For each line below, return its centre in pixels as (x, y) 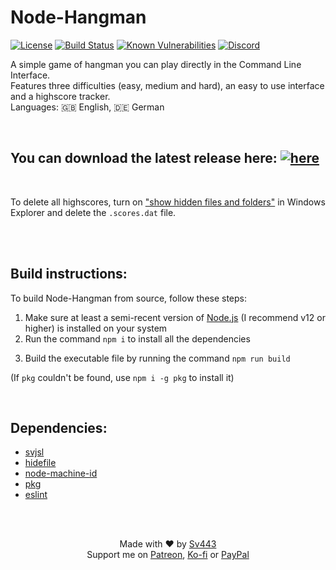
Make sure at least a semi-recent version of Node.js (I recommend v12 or (175, 317)
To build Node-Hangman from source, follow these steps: (129, 298)
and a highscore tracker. (60, 96)
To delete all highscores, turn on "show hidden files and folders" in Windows (168, 202)
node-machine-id (61, 473)
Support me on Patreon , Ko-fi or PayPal (168, 555)
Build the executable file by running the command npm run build (157, 358)
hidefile (40, 463)
